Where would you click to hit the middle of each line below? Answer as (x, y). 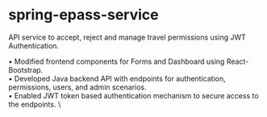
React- (238, 61)
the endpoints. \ (35, 104)
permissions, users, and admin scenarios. (77, 87)
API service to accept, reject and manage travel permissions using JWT (127, 37)
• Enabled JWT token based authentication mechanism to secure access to (134, 95)
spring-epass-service (83, 15)
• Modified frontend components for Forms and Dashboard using (117, 61)
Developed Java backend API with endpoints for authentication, (120, 78)
